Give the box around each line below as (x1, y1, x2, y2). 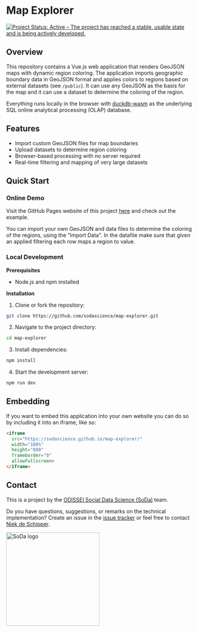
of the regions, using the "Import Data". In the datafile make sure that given (6, 231, 191, 239)
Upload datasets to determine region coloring (14, 146, 127, 153)
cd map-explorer (6, 335, 47, 341)
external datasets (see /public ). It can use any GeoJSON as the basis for (6, 82, 186, 89)
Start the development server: (14, 368, 89, 375)
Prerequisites (6, 267, 41, 274)
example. (6, 213, 29, 221)
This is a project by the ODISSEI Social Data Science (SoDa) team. (6, 496, 169, 503)
